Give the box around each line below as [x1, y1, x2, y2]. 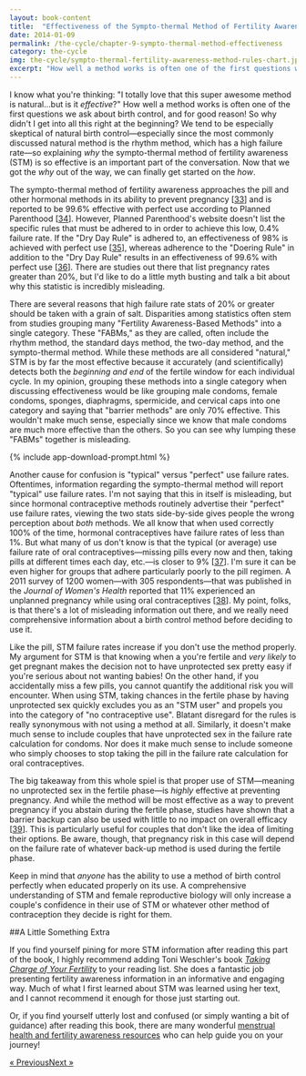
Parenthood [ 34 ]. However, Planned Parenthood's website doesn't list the [9, 213, 285, 224]
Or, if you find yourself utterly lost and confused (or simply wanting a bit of [9, 1010, 290, 1020]
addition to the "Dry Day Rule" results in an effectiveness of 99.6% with [9, 251, 278, 262]
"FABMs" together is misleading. [9, 433, 131, 444]
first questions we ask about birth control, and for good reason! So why [9, 108, 278, 119]
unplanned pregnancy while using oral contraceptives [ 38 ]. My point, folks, [9, 594, 291, 605]
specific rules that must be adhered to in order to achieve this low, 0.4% [9, 222, 280, 233]
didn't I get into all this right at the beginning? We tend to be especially [9, 117, 274, 128]
